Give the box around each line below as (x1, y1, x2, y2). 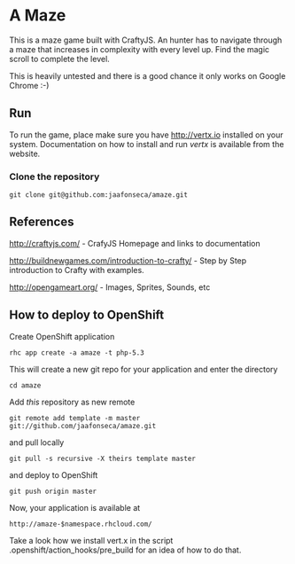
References (9, 215, 74, 230)
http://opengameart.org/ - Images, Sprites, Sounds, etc (9, 281, 211, 293)
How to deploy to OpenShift (9, 308, 165, 323)
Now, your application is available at (9, 502, 141, 513)
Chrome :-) (9, 80, 50, 90)
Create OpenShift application (9, 331, 115, 341)
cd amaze (9, 380, 42, 390)
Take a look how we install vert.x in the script (9, 535, 174, 545)
